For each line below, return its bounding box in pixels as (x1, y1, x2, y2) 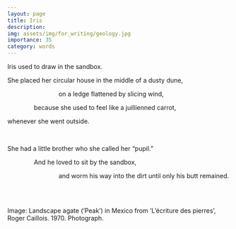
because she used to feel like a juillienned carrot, (33, 104, 177, 111)
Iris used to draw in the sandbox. (7, 63, 103, 70)
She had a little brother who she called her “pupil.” (7, 144, 154, 152)
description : (7, 23, 46, 30)
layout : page (7, 10, 46, 18)
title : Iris (7, 17, 42, 24)
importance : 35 (7, 37, 52, 44)
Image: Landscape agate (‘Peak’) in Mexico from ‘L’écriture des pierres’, (7, 206, 216, 215)
